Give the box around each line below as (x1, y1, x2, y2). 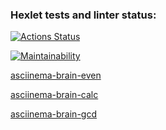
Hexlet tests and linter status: (10, 8, 157, 22)
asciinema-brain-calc (10, 89, 99, 101)
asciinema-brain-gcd (10, 108, 97, 120)
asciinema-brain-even (10, 69, 102, 82)
